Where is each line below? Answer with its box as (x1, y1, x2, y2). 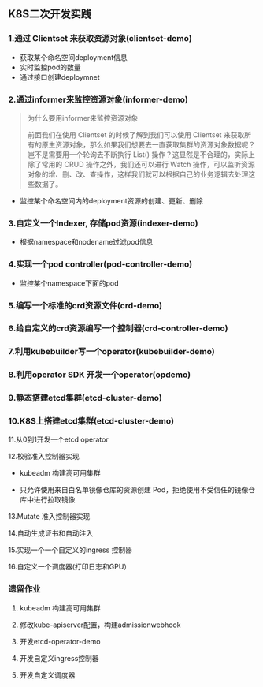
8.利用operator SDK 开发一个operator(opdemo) (8, 369, 191, 380)
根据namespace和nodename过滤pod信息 (19, 237, 154, 247)
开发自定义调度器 (19, 670, 76, 680)
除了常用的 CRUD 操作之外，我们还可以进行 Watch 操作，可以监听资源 (27, 159, 255, 169)
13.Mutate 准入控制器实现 (8, 512, 91, 521)
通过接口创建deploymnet (19, 72, 100, 81)
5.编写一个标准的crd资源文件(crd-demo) (8, 300, 163, 311)
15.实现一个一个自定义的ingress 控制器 (8, 545, 132, 554)
